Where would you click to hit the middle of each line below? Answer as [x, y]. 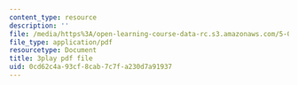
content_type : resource [53, 17]
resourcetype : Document [53, 50]
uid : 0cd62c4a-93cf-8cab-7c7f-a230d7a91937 [91, 67]
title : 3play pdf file [51, 58]
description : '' [39, 26]
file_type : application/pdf [61, 42]
